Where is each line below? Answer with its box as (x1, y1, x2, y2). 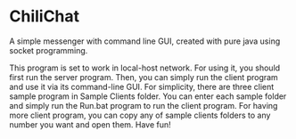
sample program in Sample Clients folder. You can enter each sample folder (9, 91, 287, 102)
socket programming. (9, 45, 88, 55)
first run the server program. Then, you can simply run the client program (9, 71, 278, 82)
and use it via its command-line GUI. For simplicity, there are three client (9, 81, 275, 92)
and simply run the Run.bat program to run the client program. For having (9, 100, 278, 110)
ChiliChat (9, 6, 80, 27)
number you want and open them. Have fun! (9, 119, 171, 130)
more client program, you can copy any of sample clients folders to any (9, 110, 271, 120)
